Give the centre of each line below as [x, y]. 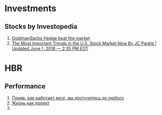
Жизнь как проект [30, 103]
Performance [25, 86]
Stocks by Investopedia [41, 27]
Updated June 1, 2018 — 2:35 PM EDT [50, 48]
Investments [30, 9]
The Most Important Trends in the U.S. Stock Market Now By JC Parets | [84, 43]
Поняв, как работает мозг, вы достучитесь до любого [68, 98]
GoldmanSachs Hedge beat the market [51, 38]
